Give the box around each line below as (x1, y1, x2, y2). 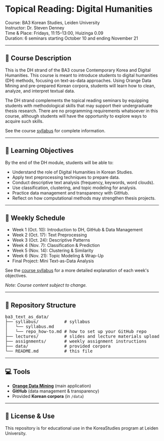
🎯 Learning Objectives (5, 147, 74, 155)
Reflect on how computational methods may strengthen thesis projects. (12, 195, 156, 201)
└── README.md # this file (5, 348, 93, 354)
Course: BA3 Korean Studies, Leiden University (5, 20, 100, 25)
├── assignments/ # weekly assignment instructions (5, 339, 147, 344)
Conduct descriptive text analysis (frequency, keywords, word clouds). (12, 179, 155, 185)
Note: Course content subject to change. (5, 282, 87, 288)
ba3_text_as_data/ (5, 314, 49, 319)
